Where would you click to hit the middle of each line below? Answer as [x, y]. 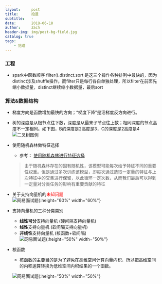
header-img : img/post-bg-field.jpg [41, 32]
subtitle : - [19, 18]
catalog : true [19, 37]
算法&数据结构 [22, 101]
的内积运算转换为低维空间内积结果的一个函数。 [66, 266]
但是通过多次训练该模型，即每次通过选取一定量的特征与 [97, 172]
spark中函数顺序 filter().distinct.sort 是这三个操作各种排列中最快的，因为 [84, 75]
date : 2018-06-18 [29, 23]
